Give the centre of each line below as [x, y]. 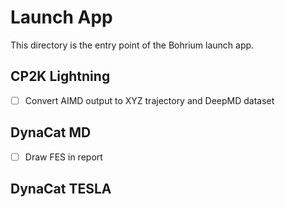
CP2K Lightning [60, 76]
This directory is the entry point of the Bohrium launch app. [132, 45]
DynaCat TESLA [61, 189]
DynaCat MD [51, 132]
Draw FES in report [63, 157]
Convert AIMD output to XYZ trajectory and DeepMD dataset [149, 100]
